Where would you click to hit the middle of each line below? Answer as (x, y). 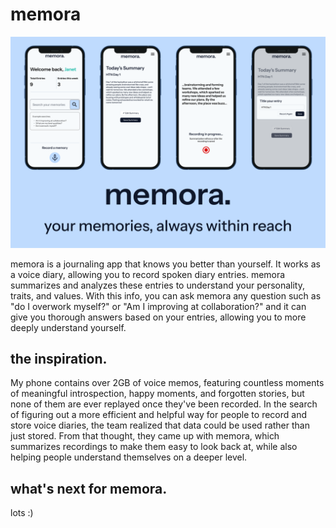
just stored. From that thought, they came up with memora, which (145, 436)
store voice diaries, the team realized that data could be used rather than (160, 425)
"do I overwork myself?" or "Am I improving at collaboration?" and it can (158, 306)
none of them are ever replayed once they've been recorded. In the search (164, 404)
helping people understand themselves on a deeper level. (129, 457)
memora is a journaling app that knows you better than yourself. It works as (165, 264)
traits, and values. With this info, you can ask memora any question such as (166, 295)
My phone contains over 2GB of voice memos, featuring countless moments (167, 383)
